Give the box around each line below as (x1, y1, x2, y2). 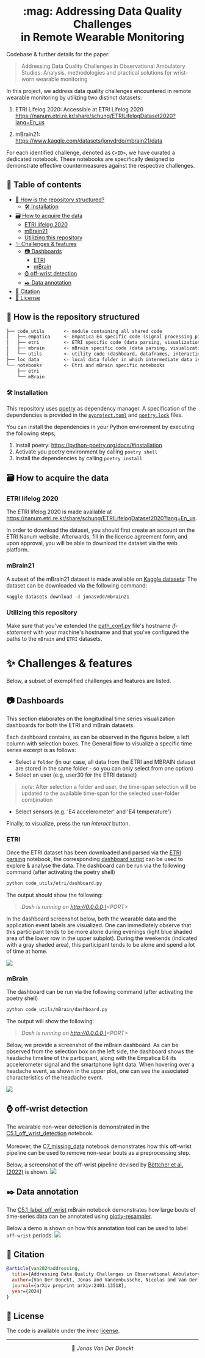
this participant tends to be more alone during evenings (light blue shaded (6, 928, 192, 935)
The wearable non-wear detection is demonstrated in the (6, 1123, 150, 1130)
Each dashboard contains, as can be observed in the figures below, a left (6, 733, 190, 741)
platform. (6, 546, 29, 553)
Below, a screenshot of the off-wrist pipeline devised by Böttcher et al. (6, 1161, 184, 1168)
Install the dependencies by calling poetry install (15, 454, 143, 461)
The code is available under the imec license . (6, 1327, 120, 1335)
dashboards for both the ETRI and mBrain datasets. (6, 721, 135, 729)
